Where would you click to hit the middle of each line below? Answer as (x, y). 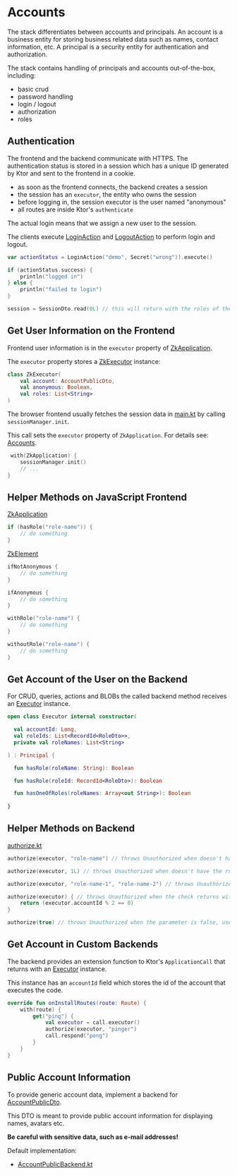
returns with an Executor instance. (57, 969)
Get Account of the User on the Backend (98, 679)
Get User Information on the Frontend (91, 331)
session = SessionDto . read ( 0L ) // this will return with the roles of (113, 309)
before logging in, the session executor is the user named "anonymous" (122, 202)
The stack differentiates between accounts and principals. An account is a (115, 32)
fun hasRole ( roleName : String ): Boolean (74, 768)
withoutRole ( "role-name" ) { (49, 644)
